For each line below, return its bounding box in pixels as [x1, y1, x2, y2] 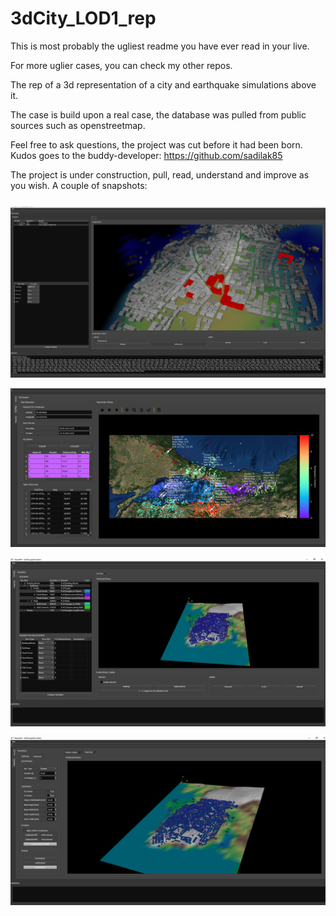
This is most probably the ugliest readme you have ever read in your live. [10, 40, 310, 52]
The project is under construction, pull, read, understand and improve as [10, 168, 310, 181]
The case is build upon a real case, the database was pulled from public [10, 108, 307, 121]
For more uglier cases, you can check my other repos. [10, 59, 233, 71]
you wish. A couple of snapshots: [10, 179, 148, 191]
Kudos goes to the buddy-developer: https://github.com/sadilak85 [10, 149, 283, 161]
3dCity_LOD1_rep [10, 7, 157, 30]
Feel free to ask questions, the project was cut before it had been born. [10, 138, 303, 151]
